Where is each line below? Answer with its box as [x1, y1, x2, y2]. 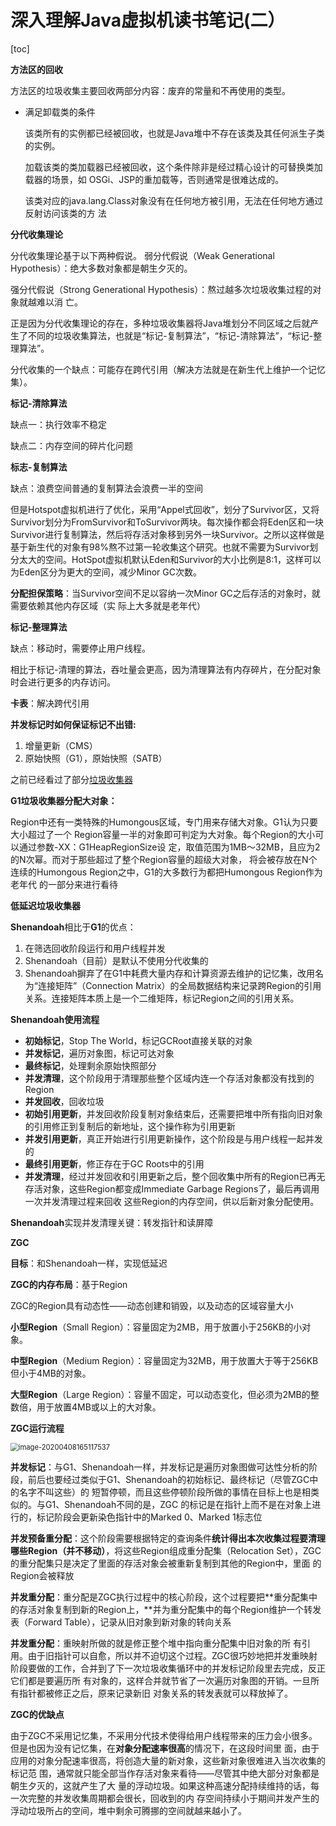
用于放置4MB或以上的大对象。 [36, 1401, 162, 1413]
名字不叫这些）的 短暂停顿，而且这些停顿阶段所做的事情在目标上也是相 [18, 1486, 311, 1498]
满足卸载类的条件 [24, 106, 96, 118]
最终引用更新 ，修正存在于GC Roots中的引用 [24, 1157, 205, 1170]
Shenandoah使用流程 [10, 1013, 100, 1025]
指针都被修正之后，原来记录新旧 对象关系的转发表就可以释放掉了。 [18, 1687, 293, 1699]
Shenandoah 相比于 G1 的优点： [10, 921, 137, 933]
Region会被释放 [10, 1569, 75, 1581]
